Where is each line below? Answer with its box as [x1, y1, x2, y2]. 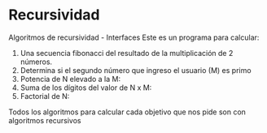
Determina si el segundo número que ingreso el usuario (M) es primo [20, 65, 252, 75]
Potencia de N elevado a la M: [20, 74, 120, 84]
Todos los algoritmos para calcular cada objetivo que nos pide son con [8, 107, 247, 117]
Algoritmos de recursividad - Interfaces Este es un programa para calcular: [8, 32, 260, 42]
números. [20, 57, 53, 66]
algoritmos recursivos [8, 115, 81, 125]
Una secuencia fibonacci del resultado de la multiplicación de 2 [20, 48, 234, 58]
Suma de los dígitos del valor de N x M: [20, 83, 152, 92]
